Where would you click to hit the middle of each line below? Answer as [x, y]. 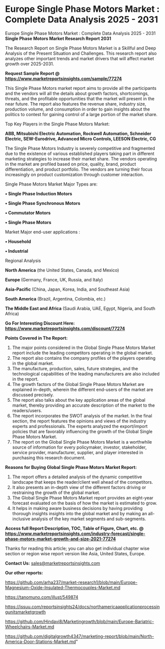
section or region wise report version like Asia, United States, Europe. [75, 553]
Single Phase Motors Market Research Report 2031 [58, 38]
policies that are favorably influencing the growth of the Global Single [82, 431]
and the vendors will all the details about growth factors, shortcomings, [77, 93]
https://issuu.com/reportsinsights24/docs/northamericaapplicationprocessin [82, 607]
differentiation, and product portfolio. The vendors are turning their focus [79, 169]
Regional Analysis [23, 261]
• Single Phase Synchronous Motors [43, 203]
